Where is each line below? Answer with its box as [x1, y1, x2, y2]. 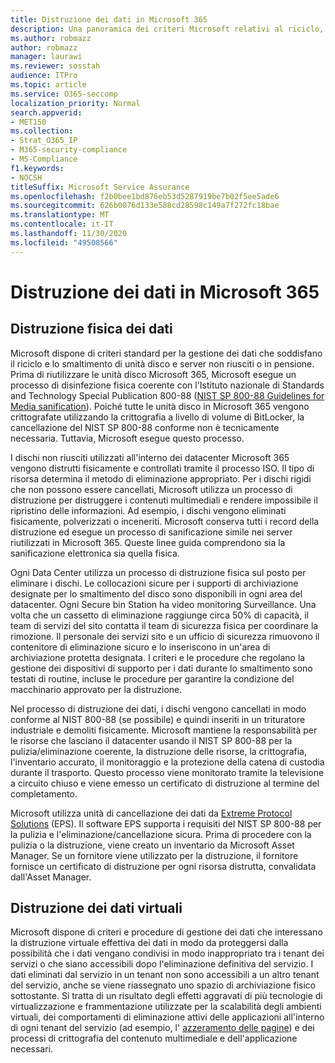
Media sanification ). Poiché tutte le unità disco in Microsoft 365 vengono [10, 400, 310, 412]
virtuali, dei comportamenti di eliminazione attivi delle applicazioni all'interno [10, 1011, 325, 1023]
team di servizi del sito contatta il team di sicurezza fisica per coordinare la [10, 619, 319, 631]
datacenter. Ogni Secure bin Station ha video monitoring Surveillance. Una [10, 598, 317, 610]
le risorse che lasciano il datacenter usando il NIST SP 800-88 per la [10, 734, 293, 746]
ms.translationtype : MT [10, 210, 110, 220]
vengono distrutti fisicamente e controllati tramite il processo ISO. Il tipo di [10, 462, 315, 474]
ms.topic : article [10, 80, 87, 90]
